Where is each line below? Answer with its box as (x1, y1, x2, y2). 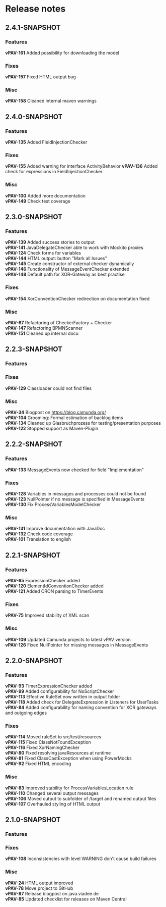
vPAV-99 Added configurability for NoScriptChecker (5, 688, 114, 694)
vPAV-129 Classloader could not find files (5, 385, 92, 391)
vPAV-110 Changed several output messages (5, 790, 99, 796)
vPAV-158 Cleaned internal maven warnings (5, 98, 97, 104)
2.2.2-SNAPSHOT (5, 440, 63, 448)
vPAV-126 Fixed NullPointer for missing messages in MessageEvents (5, 642, 148, 648)
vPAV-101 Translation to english (5, 536, 71, 542)
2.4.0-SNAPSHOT (5, 112, 63, 121)
